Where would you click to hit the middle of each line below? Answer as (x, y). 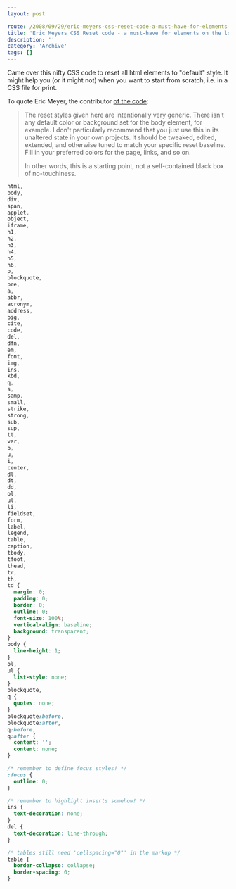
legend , (19, 533)
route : (17, 26)
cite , (15, 324)
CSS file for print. (32, 88)
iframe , (19, 226)
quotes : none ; (34, 704)
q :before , (22, 729)
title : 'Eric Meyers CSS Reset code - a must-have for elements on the (114, 33)
